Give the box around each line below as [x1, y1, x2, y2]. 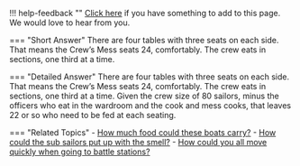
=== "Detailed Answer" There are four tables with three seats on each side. [9, 71, 290, 82]
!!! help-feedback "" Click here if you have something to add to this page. [9, 8, 281, 18]
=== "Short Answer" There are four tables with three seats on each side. [9, 35, 279, 45]
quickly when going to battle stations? [9, 146, 150, 157]
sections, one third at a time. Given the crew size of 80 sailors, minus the [9, 90, 279, 101]
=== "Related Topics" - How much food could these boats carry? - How [9, 127, 277, 138]
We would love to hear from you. [9, 17, 131, 28]
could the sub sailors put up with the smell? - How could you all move [9, 137, 268, 147]
